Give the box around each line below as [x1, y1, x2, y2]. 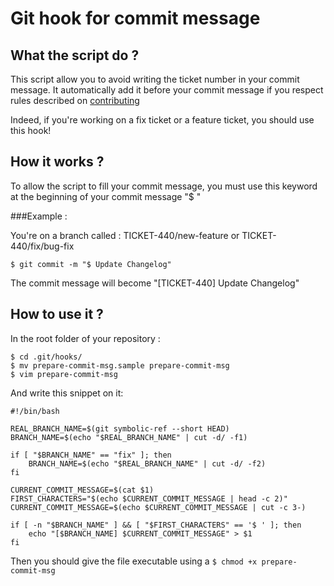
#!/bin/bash [10, 406, 60, 416]
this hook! [10, 125, 52, 136]
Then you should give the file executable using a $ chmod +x [10, 555, 258, 567]
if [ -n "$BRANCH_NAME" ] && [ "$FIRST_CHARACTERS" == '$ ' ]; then [10, 520, 302, 530]
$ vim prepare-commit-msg [10, 369, 118, 379]
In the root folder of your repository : [10, 332, 161, 344]
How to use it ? [10, 306, 104, 323]
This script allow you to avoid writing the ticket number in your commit [10, 73, 300, 85]
